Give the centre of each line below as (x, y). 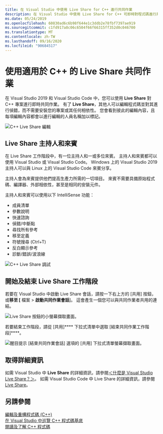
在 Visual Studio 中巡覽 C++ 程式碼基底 (44, 420)
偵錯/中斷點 (24, 224)
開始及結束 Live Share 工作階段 (51, 281)
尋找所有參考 (25, 230)
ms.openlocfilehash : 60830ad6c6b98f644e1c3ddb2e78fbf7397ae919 (70, 23)
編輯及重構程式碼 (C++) (29, 414)
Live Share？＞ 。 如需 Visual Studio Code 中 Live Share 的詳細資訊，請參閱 (80, 379)
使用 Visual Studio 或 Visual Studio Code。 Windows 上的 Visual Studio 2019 (81, 162)
